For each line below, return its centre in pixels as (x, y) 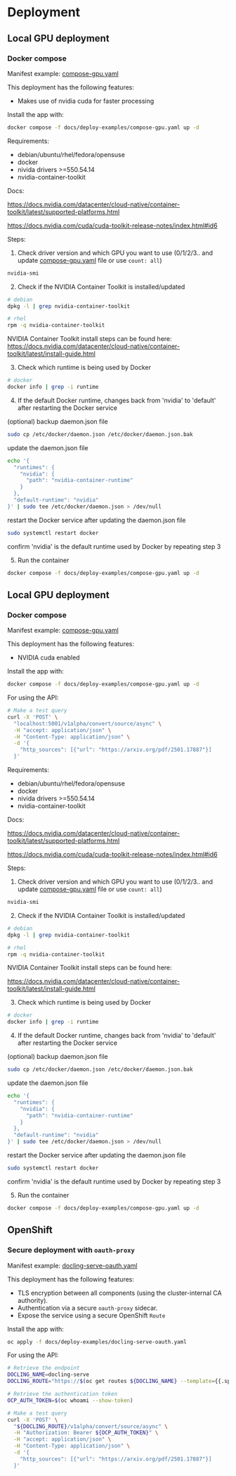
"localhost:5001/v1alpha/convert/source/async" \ (87, 724)
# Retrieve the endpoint (44, 1368)
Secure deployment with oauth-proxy (71, 1250)
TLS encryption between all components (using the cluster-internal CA (120, 1293)
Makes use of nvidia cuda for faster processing (86, 101)
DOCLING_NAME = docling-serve (48, 1375)
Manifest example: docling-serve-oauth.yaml (72, 1265)
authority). (32, 1300)
